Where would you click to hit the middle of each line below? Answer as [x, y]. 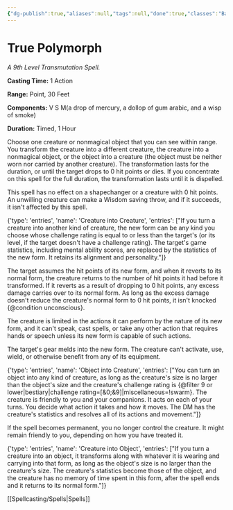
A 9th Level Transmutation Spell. [54, 67]
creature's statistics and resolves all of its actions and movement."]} [104, 414]
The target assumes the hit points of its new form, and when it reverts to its [114, 271]
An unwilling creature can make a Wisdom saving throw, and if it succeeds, [114, 199]
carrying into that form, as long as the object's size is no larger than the [109, 463]
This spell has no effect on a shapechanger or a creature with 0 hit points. [113, 192]
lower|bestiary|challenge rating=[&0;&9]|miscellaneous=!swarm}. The [107, 392]
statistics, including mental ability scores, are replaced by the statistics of [112, 250]
